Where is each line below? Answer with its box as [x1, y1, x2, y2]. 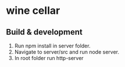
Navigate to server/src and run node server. [14, 49, 119, 55]
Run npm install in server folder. [14, 42, 91, 49]
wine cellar [6, 4, 60, 17]
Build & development [6, 27, 83, 37]
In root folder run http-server [14, 55, 84, 61]
